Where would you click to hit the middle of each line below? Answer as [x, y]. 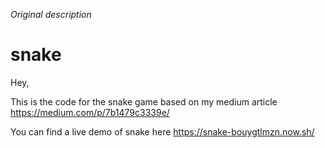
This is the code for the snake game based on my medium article [144, 101]
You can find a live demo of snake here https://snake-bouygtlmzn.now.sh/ [162, 131]
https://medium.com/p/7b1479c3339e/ [90, 112]
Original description [51, 14]
